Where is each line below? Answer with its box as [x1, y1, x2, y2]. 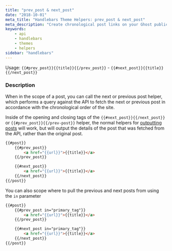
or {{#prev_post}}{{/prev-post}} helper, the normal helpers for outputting [5, 119, 162, 126]
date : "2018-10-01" [5, 12, 47, 17]
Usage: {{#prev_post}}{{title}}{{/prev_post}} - [5, 65, 110, 71]
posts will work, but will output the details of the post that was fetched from [5, 125, 165, 131]
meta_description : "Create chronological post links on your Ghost [5, 22, 153, 27]
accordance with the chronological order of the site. [5, 104, 115, 110]
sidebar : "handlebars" [5, 50, 54, 55]
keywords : [5, 27, 27, 32]
